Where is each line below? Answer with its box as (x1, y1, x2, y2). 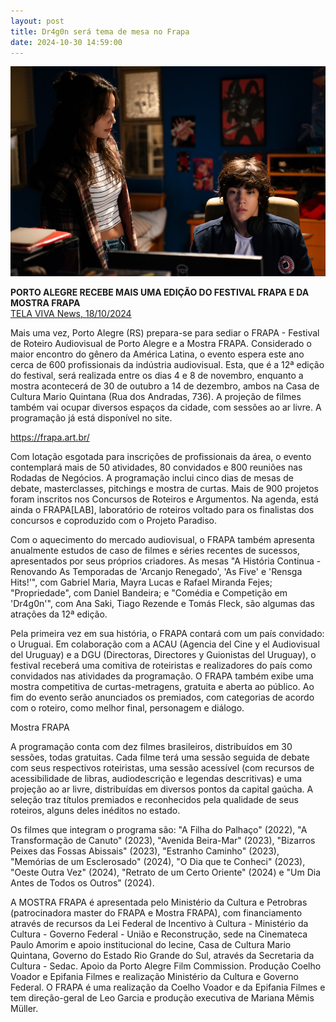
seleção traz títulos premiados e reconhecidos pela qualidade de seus (10, 794, 299, 806)
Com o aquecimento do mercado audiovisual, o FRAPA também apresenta (10, 534, 315, 546)
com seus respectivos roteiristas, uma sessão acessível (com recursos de (10, 762, 315, 774)
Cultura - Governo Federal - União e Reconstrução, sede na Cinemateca (10, 928, 308, 940)
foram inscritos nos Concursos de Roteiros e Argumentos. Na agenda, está (10, 493, 319, 505)
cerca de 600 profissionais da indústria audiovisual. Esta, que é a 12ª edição (10, 359, 325, 371)
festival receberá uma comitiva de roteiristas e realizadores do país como (10, 660, 313, 672)
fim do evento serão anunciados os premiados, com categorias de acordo (10, 691, 315, 704)
